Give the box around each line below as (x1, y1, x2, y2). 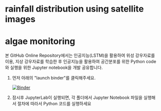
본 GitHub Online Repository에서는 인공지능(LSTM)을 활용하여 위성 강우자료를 (5, 52, 155, 59)
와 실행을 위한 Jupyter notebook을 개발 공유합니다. (5, 64, 103, 71)
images (5, 14, 36, 25)
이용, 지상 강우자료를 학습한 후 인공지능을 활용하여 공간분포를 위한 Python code (5, 59, 157, 64)
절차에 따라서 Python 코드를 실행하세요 (17, 101, 91, 107)
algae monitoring (5, 36, 75, 47)
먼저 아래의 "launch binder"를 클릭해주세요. (12, 75, 96, 81)
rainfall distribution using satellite (5, 3, 144, 15)
